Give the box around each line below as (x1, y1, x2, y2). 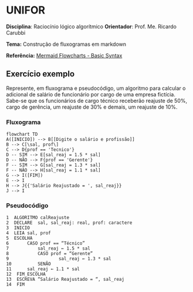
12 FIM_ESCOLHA (6, 271, 46, 277)
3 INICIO (6, 225, 31, 231)
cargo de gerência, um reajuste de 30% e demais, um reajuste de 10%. (6, 103, 178, 110)
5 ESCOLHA (6, 236, 33, 241)
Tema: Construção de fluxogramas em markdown (6, 41, 127, 48)
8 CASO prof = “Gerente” (6, 251, 93, 257)
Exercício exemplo (6, 69, 75, 79)
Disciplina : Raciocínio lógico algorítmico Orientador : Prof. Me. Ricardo (6, 23, 177, 30)
